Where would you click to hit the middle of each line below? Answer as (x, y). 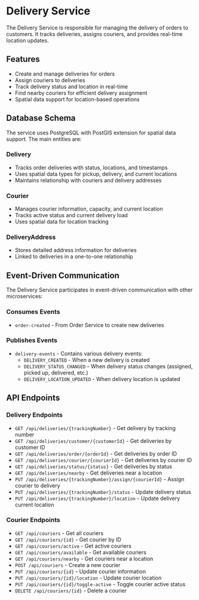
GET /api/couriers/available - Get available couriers (80, 552)
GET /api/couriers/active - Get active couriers (73, 546)
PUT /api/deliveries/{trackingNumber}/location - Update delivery (97, 498)
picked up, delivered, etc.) (56, 373)
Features (23, 59)
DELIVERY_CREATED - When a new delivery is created (87, 360)
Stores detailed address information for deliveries (76, 250)
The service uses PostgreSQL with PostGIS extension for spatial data (91, 133)
